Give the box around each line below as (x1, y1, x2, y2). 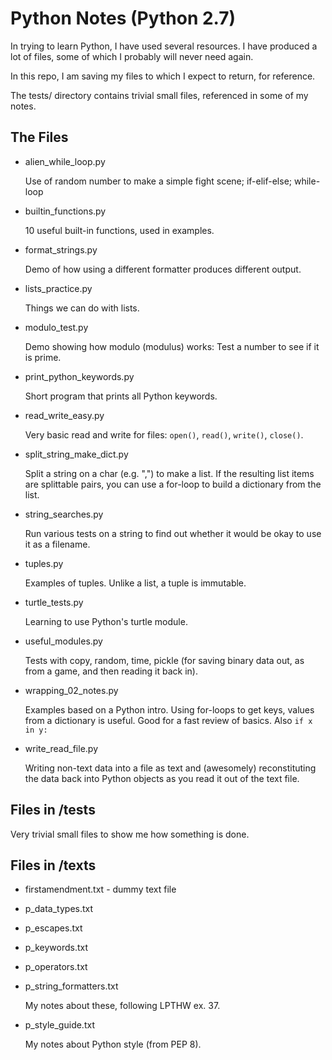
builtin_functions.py (24, 205, 107, 217)
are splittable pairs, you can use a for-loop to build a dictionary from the (24, 478, 322, 490)
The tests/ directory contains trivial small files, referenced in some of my (10, 89, 309, 101)
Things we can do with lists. (24, 302, 140, 314)
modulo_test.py (24, 321, 89, 333)
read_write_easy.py (24, 409, 105, 421)
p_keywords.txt (24, 942, 89, 954)
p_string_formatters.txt (24, 980, 119, 992)
